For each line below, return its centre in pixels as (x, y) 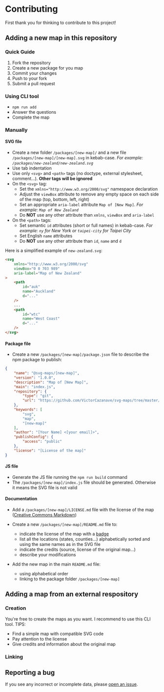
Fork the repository (31, 63)
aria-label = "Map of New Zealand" (48, 273)
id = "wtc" (31, 314)
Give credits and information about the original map (64, 644)
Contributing (31, 9)
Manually (16, 130)
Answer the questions (34, 112)
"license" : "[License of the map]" (50, 450)
